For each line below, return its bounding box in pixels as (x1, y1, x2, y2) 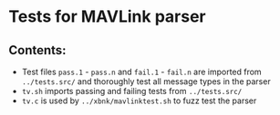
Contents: (8, 43, 67, 58)
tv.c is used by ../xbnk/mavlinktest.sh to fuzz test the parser (21, 95, 257, 106)
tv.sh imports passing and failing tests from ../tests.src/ (21, 86, 243, 96)
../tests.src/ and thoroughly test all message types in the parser (21, 76, 271, 87)
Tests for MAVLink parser (8, 6, 206, 27)
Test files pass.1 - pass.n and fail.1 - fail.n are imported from (21, 66, 262, 77)
